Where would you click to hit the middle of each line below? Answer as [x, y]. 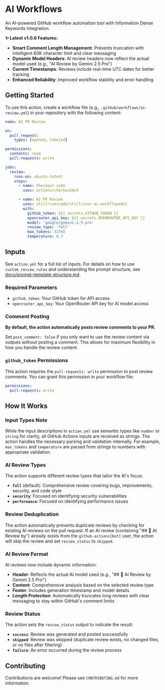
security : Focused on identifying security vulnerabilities [70, 496]
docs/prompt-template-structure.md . [43, 275]
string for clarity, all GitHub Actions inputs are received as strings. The [78, 436]
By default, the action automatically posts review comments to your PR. [81, 327]
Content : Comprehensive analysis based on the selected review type [83, 585]
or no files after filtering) [37, 645]
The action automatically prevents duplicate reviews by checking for [75, 525]
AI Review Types [26, 465]
